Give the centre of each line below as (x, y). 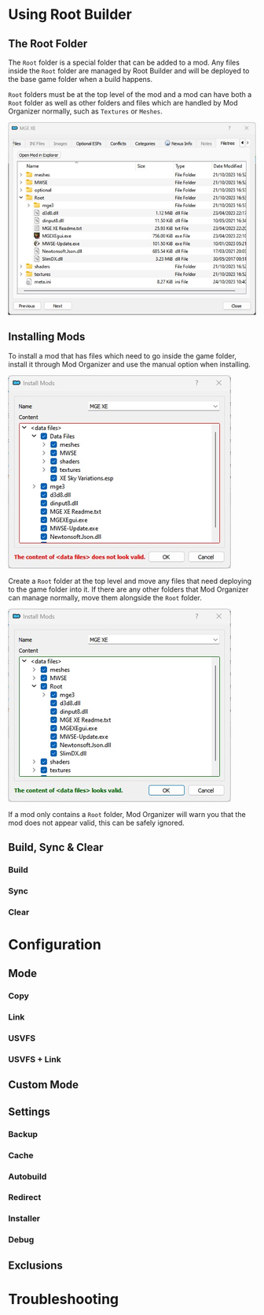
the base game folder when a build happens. (81, 79)
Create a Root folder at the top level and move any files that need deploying (130, 581)
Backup (23, 1134)
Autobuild (27, 1176)
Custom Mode (44, 1085)
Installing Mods (47, 337)
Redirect (25, 1198)
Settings (29, 1111)
